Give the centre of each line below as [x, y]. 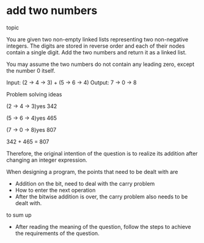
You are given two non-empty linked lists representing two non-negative [97, 39]
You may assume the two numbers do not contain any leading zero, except [100, 64]
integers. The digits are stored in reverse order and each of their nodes [96, 46]
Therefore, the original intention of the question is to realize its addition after [102, 153]
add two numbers [52, 11]
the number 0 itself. [31, 70]
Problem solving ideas [34, 94]
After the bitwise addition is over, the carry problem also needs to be [101, 197]
